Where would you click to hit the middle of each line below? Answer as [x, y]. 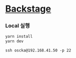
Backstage [28, 9]
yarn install [19, 37]
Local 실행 [17, 26]
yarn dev [14, 41]
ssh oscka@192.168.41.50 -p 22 [38, 51]
